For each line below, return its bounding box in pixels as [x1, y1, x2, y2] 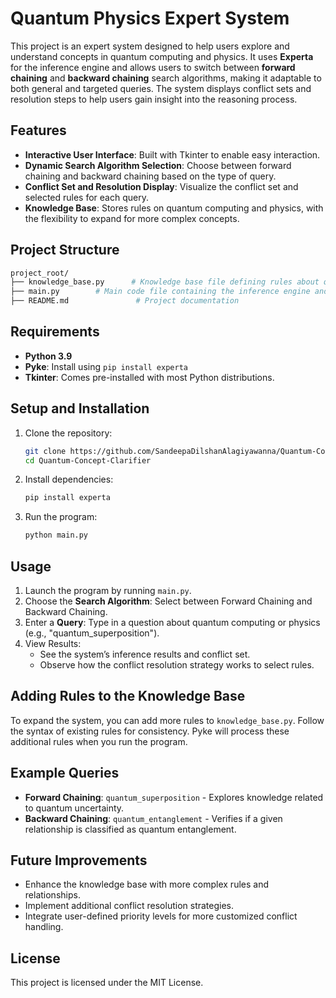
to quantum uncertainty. [24, 802, 125, 814]
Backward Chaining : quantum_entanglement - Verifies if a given [24, 812, 283, 824]
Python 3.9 [24, 350, 73, 362]
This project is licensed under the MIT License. [10, 977, 204, 989]
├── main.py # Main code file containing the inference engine [10, 287, 311, 297]
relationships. [24, 889, 81, 901]
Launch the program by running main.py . [24, 585, 192, 596]
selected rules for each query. [24, 191, 149, 203]
